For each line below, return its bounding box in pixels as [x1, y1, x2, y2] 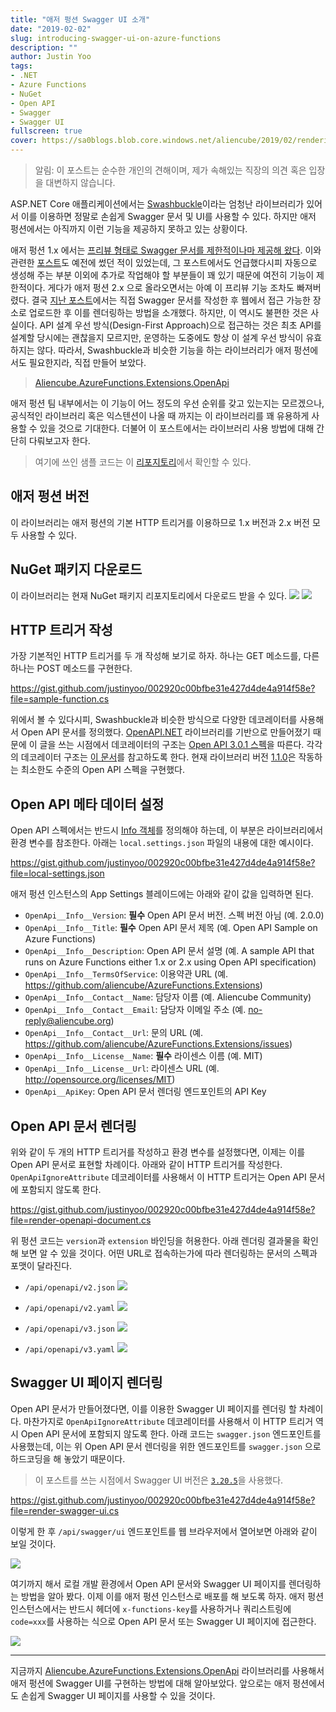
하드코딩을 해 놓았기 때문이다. [10, 1452, 126, 1465]
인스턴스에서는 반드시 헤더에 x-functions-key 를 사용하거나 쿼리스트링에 [10, 1602, 292, 1615]
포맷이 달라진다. [10, 1260, 73, 1272]
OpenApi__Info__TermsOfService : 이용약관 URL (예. [24, 968, 229, 980]
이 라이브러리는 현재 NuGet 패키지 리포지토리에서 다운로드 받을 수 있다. [10, 589, 288, 601]
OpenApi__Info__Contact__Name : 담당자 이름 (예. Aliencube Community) [24, 991, 312, 1003]
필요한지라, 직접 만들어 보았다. [28, 357, 147, 368]
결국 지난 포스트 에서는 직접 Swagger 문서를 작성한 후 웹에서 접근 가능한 [31, 294, 311, 306]
